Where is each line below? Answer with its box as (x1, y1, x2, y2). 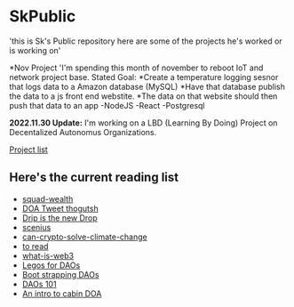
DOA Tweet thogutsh (21, 203, 99, 214)
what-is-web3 (21, 250, 74, 261)
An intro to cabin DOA (21, 287, 102, 299)
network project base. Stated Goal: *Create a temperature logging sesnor (9, 71, 279, 82)
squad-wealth (21, 193, 74, 204)
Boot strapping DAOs (21, 269, 99, 279)
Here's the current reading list (9, 170, 179, 185)
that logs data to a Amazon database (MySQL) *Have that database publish (9, 81, 286, 92)
